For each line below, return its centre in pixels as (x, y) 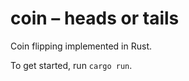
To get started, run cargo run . (71, 65)
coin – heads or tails (95, 18)
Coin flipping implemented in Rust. (81, 46)
